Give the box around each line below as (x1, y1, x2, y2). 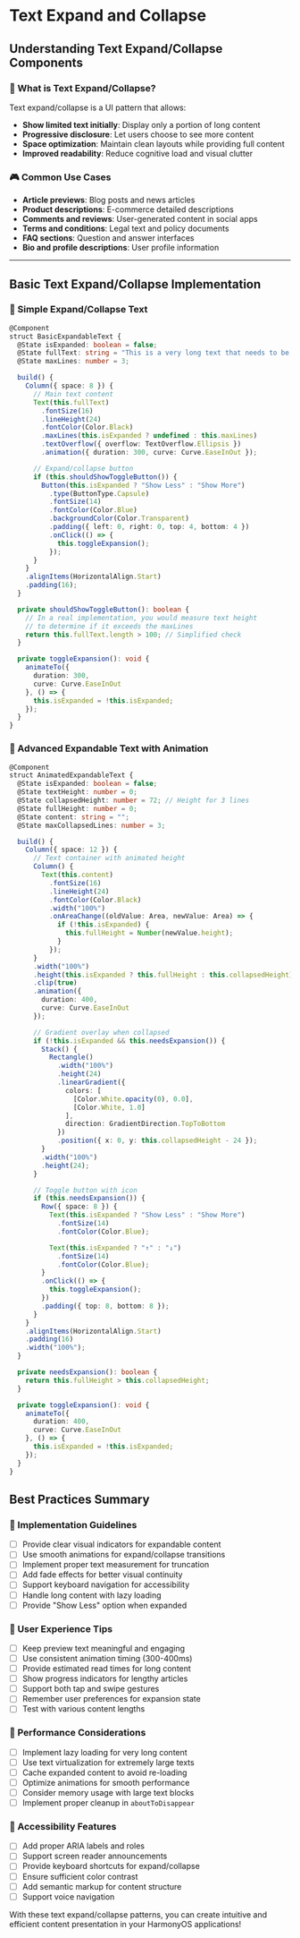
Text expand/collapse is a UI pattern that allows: (9, 102, 187, 113)
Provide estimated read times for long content (21, 1663, 192, 1674)
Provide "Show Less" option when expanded (21, 1600, 187, 1610)
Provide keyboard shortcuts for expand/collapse (21, 1861, 201, 1872)
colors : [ (65, 1086, 102, 1095)
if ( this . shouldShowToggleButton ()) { (32, 472, 178, 482)
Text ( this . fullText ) (32, 397, 110, 407)
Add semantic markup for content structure (21, 1881, 182, 1891)
